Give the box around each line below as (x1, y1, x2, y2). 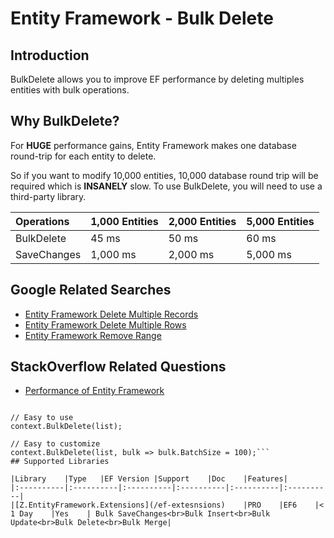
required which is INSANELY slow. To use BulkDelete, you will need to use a (10, 180, 323, 192)
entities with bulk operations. (10, 84, 130, 96)
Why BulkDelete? (10, 113, 120, 130)
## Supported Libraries (10, 457, 110, 467)
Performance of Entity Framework (24, 385, 165, 397)
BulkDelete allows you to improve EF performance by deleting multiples (10, 73, 305, 85)
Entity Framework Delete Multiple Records (24, 308, 199, 320)
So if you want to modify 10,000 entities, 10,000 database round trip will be (10, 169, 319, 181)
